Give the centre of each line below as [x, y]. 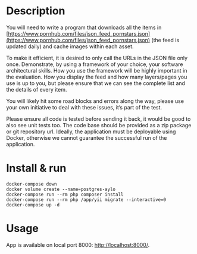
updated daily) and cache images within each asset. [70, 46]
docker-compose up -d [33, 205]
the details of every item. [37, 89]
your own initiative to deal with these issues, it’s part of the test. [84, 107]
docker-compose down [32, 184]
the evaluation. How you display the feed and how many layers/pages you [97, 77]
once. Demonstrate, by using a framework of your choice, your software [95, 64]
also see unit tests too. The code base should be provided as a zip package [99, 125]
